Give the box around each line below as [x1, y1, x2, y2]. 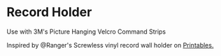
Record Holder [6, 4, 92, 20]
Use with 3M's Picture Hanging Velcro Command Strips [6, 27, 166, 36]
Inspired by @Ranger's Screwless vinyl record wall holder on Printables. [6, 41, 214, 49]
